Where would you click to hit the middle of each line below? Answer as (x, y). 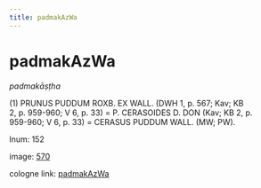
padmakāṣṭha (35, 86)
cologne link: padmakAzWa (59, 173)
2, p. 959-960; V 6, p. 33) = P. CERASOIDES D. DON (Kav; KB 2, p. (131, 113)
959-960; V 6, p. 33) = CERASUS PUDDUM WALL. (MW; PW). (122, 121)
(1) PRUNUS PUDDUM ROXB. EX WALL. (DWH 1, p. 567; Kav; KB (126, 103)
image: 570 (30, 156)
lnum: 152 (27, 139)
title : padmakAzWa (43, 17)
